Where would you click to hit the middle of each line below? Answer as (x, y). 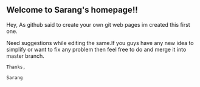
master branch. (25, 56)
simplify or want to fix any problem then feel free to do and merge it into (96, 49)
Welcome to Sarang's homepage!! (72, 10)
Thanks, (16, 67)
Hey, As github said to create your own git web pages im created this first (98, 24)
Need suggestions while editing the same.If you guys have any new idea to (100, 43)
